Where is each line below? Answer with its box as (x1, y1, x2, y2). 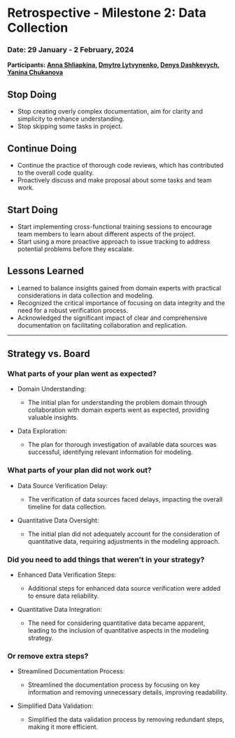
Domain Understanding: (17, 384, 86, 394)
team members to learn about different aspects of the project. (17, 229, 196, 238)
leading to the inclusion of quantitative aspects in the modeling (27, 626, 209, 635)
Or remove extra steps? (7, 651, 89, 661)
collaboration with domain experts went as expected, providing (27, 405, 210, 415)
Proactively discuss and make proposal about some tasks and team (17, 176, 212, 184)
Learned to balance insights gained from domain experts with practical (17, 283, 222, 292)
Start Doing (7, 203, 58, 215)
